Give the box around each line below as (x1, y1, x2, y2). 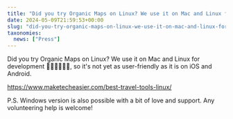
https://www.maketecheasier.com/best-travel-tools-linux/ (7, 83, 172, 91)
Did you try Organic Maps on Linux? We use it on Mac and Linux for (7, 55, 200, 63)
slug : (7, 23, 23, 30)
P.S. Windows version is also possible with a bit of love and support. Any (7, 96, 215, 104)
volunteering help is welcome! (7, 104, 93, 112)
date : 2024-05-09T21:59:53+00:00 (7, 17, 104, 24)
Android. (7, 70, 32, 78)
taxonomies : (7, 29, 42, 37)
